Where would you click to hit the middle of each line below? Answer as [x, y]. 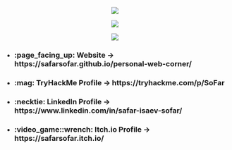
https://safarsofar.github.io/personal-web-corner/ [103, 63]
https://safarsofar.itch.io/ [59, 138]
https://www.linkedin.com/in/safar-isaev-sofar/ [98, 111]
